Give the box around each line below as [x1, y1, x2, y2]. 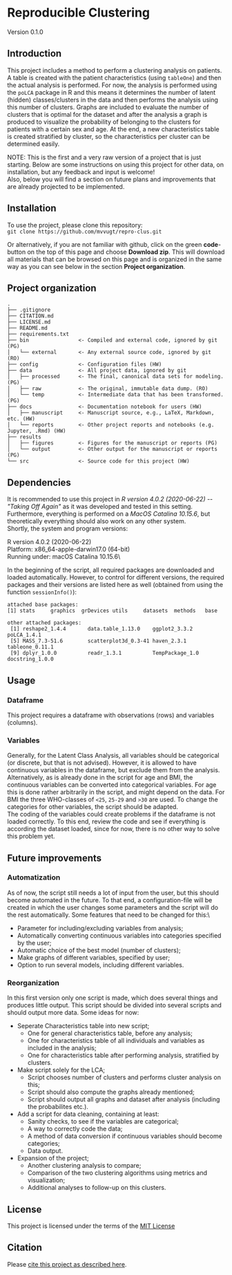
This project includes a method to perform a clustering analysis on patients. [7, 66, 222, 74]
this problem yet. [7, 832, 55, 841]
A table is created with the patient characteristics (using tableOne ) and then [7, 73, 222, 82]
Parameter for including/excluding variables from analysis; [17, 924, 184, 932]
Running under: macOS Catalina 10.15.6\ [7, 552, 121, 561]
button [7, 248, 26, 256]
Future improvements [7, 852, 102, 864]
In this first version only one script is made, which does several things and [7, 994, 218, 1002]
